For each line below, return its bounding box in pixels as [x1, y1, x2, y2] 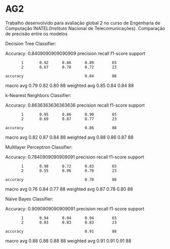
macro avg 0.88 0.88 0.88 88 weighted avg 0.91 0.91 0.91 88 [5, 237, 131, 244]
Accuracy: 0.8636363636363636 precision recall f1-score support [5, 102, 145, 108]
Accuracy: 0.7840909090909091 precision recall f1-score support [5, 153, 145, 160]
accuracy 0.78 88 [5, 177, 117, 182]
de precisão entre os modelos [5, 30, 67, 37]
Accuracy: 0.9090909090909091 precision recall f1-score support [5, 205, 145, 211]
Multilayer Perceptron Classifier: [5, 144, 73, 150]
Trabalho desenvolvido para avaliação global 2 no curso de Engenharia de [5, 20, 161, 26]
